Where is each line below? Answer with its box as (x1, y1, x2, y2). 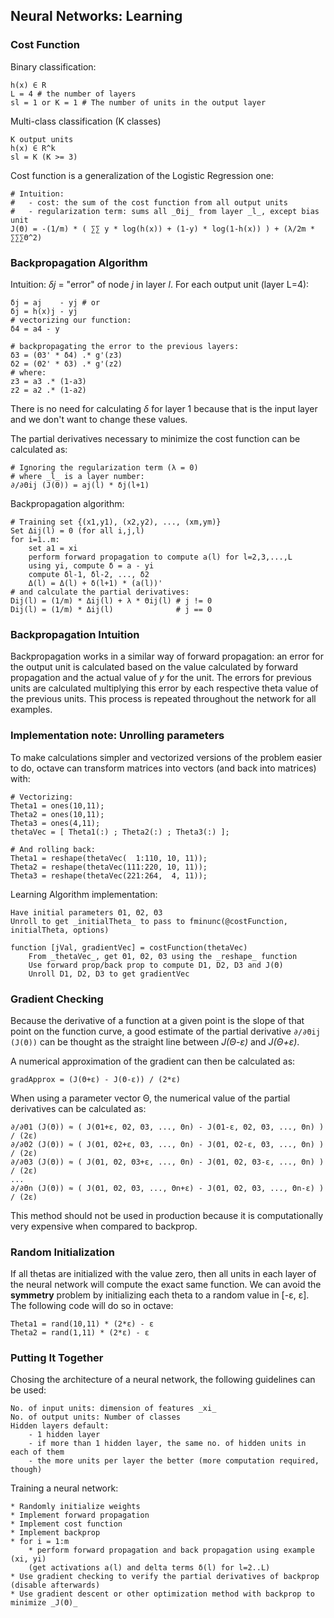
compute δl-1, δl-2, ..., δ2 (28, 569, 150, 579)
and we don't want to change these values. (10, 413, 188, 425)
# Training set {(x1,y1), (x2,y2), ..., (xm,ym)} (10, 517, 222, 527)
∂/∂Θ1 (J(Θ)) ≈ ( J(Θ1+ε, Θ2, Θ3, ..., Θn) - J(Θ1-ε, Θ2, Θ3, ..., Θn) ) (10, 1122, 325, 1132)
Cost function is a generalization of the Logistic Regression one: (10, 169, 275, 181)
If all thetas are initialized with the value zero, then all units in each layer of (10, 1268, 317, 1280)
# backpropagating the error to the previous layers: (10, 341, 240, 351)
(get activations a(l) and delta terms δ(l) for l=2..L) (28, 1563, 271, 1573)
